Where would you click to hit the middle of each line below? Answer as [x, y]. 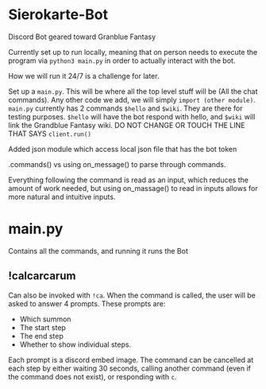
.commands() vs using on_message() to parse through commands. [117, 164]
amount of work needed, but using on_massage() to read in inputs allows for [133, 188]
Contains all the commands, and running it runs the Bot [98, 251]
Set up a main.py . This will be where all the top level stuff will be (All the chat [133, 91]
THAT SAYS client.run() [50, 134]
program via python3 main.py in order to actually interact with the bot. [122, 60]
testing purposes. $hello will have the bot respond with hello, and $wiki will [132, 116]
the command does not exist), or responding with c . [93, 376]
